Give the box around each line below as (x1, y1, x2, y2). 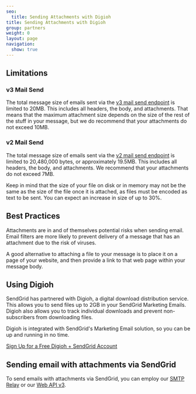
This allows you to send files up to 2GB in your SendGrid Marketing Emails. (6, 302, 186, 309)
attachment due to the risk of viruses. (6, 239, 97, 246)
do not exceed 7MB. (6, 170, 54, 177)
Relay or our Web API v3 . (6, 381, 66, 389)
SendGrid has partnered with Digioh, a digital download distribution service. (6, 295, 189, 302)
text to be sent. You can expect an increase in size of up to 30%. (6, 194, 162, 201)
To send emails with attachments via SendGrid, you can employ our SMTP (6, 375, 185, 382)
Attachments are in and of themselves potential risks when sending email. (6, 226, 184, 234)
